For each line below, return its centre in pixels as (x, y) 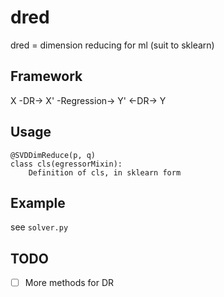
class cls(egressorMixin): (66, 164)
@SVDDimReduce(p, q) (53, 155)
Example (38, 202)
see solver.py (39, 227)
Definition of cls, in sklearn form (105, 172)
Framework (46, 76)
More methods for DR (69, 283)
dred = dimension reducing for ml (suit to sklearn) (112, 45)
